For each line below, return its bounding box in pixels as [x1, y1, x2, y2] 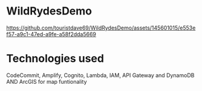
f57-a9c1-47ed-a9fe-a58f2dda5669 [6, 30, 97, 37]
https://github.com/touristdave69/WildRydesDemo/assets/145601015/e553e [6, 24, 196, 31]
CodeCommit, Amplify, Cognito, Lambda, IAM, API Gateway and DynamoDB [6, 71, 195, 79]
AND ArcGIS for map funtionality [6, 78, 87, 85]
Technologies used [6, 52, 105, 66]
